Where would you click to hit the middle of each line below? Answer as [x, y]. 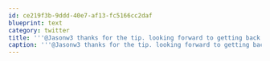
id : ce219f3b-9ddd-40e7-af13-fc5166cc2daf [80, 15]
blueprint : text [35, 23]
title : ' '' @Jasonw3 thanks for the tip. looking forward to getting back [135, 38]
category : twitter [39, 30]
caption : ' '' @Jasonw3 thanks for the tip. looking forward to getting [129, 45]
